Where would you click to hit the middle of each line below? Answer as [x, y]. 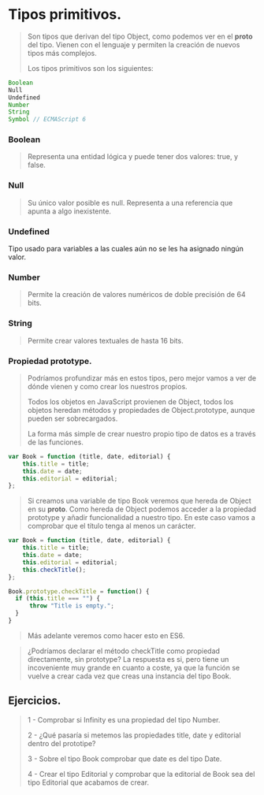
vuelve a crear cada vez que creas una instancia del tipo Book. [129, 676]
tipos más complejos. [62, 53]
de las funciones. [56, 442]
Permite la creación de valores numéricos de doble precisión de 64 [136, 295]
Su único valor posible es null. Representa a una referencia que [130, 202]
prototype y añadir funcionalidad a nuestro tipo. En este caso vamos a [141, 518]
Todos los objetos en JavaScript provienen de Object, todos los [130, 401]
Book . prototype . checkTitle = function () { [79, 591]
